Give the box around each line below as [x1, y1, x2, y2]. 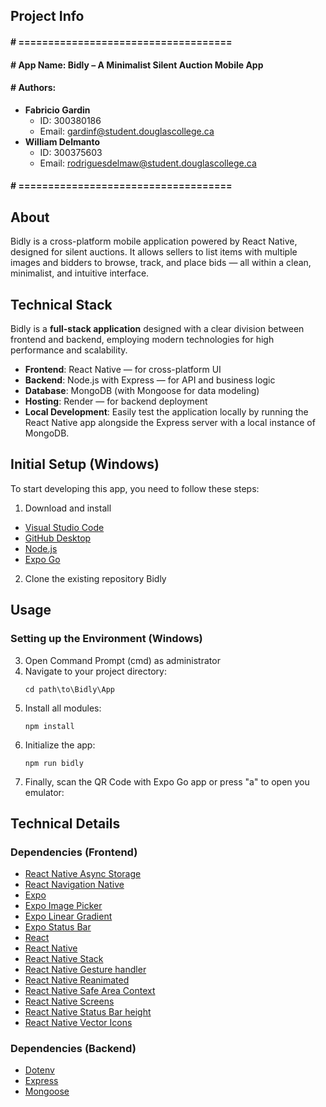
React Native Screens [24, 995, 115, 1008]
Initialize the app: [24, 739, 96, 751]
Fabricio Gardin [24, 104, 91, 116]
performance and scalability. [10, 344, 128, 356]
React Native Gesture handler [24, 964, 147, 976]
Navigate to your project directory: [24, 665, 167, 677]
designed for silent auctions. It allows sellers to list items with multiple [10, 246, 298, 258]
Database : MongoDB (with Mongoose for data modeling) [24, 385, 260, 396]
